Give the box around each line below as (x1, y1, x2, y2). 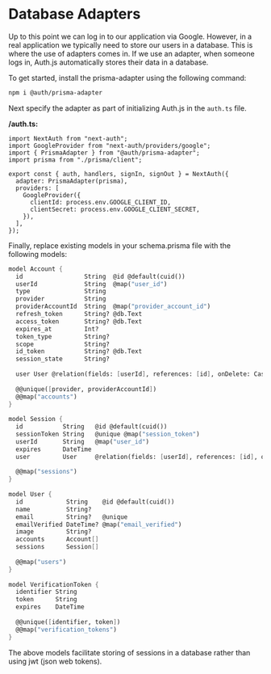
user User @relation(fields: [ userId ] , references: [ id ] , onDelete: (15, 370, 251, 378)
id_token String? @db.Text (15, 348, 143, 356)
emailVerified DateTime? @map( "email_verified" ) (15, 520, 182, 529)
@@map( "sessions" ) (15, 468, 78, 476)
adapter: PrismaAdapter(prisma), (15, 177, 128, 185)
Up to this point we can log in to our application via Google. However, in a (8, 32, 252, 41)
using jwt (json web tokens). (8, 656, 102, 666)
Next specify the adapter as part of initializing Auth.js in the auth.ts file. (8, 103, 248, 113)
